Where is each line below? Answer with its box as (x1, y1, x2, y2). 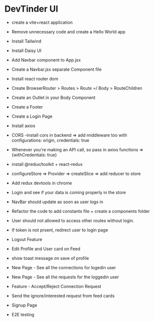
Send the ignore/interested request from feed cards (11, 292, 115, 299)
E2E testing (11, 311, 34, 317)
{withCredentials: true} (11, 152, 57, 158)
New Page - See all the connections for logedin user (11, 264, 116, 270)
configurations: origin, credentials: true (11, 137, 90, 143)
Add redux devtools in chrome (11, 180, 72, 186)
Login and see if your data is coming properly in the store (11, 189, 126, 195)
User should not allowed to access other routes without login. (11, 217, 134, 224)
